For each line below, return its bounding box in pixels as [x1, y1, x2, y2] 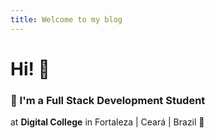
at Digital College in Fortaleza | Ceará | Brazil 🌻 [10, 116, 205, 128]
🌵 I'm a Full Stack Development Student [10, 93, 206, 107]
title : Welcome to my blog [10, 14, 123, 25]
